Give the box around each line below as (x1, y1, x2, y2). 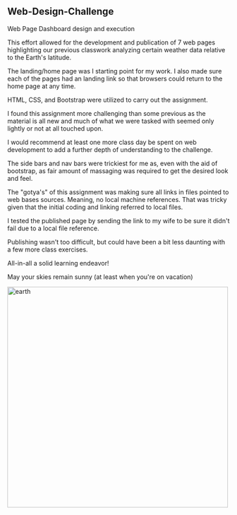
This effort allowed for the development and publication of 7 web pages (7, 38, 216, 47)
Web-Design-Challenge (7, 6, 114, 18)
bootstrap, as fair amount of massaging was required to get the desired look (7, 166, 229, 175)
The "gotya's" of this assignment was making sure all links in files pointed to (7, 187, 229, 196)
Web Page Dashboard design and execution (7, 24, 135, 32)
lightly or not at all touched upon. (7, 124, 104, 133)
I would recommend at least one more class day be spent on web (7, 138, 197, 146)
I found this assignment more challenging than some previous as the (7, 109, 206, 117)
